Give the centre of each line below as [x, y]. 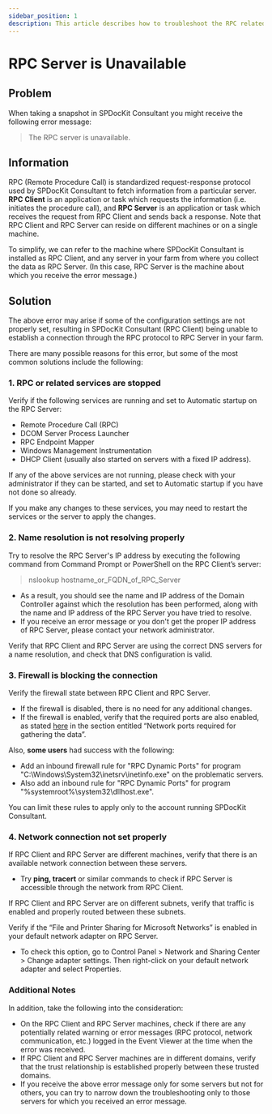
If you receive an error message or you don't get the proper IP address [138, 621]
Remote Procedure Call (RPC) [69, 425]
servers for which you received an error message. [104, 1101]
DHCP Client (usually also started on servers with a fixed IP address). [136, 460]
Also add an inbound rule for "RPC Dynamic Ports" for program [125, 783]
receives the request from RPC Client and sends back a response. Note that [135, 216]
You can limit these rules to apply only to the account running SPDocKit [127, 808]
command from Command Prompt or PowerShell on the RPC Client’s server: [135, 563]
